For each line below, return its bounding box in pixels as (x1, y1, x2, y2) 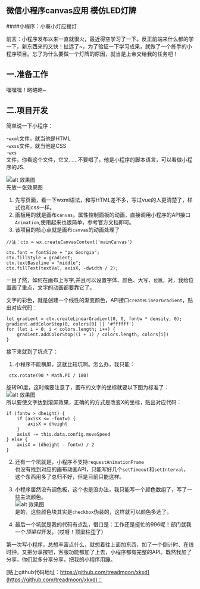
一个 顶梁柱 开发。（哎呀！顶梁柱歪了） (14, 528, 107, 535)
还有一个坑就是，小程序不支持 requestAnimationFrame (14, 458, 145, 466)
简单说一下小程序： (6, 122, 54, 129)
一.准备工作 (6, 69, 49, 79)
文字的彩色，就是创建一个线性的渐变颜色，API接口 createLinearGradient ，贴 (6, 297, 193, 304)
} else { (6, 437, 28, 443)
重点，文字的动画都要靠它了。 (21, 284, 95, 291)
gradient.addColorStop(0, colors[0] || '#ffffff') (6, 321, 135, 327)
